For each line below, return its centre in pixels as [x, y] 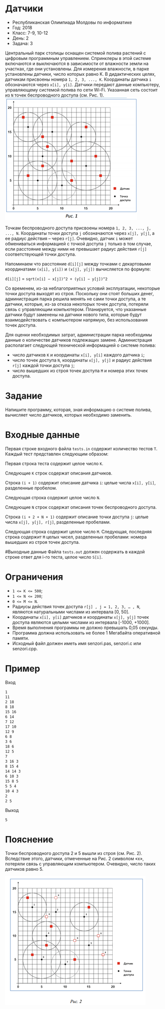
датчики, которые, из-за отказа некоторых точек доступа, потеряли [77, 304]
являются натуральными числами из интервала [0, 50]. [71, 612]
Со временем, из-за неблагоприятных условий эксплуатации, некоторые [82, 288]
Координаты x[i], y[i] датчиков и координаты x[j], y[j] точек [81, 617]
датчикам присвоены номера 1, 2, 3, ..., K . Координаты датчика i [78, 79]
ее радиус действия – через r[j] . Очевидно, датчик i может [69, 238]
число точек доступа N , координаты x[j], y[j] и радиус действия [82, 360]
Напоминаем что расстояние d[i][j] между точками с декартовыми [78, 264]
